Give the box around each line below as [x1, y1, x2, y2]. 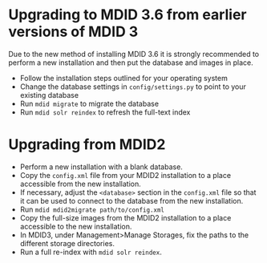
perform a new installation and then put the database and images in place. [8, 58, 254, 67]
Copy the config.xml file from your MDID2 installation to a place [19, 170, 231, 180]
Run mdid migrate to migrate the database [19, 99, 159, 108]
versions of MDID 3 [8, 22, 139, 41]
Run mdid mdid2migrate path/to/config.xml [19, 204, 165, 214]
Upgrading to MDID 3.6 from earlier [8, 6, 247, 24]
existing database [19, 90, 79, 99]
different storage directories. [19, 238, 115, 248]
